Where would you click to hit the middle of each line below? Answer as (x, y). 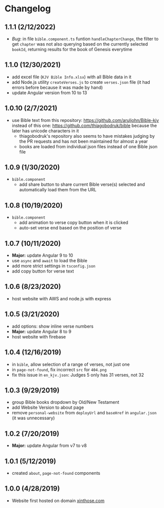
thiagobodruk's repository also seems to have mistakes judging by (87, 136)
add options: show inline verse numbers (53, 326)
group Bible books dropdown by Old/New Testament (65, 402)
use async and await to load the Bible (50, 261)
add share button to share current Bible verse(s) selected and (82, 184)
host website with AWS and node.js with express (61, 298)
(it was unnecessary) (33, 418)
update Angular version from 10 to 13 (49, 93)
